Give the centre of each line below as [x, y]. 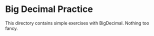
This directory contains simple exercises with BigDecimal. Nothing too [77, 23]
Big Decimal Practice [49, 9]
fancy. [12, 28]
